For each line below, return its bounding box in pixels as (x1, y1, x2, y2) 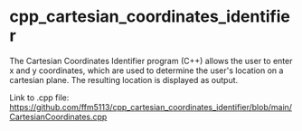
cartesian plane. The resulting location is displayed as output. (9, 74, 239, 85)
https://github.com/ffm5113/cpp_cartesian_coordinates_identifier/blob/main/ (9, 101, 292, 112)
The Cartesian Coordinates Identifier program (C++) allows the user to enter (9, 55, 293, 66)
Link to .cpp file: (9, 92, 70, 103)
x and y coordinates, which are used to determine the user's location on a (9, 65, 284, 76)
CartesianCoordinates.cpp (9, 111, 108, 122)
